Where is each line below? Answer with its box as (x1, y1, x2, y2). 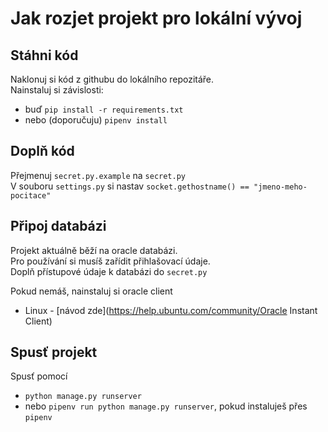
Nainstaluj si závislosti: (10, 84, 104, 96)
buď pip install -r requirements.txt (24, 103, 184, 115)
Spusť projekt (10, 344, 98, 361)
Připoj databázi (10, 218, 107, 235)
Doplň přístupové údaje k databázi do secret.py (10, 265, 208, 277)
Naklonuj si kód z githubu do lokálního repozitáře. (10, 73, 215, 85)
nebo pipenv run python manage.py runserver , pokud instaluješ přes (24, 400, 308, 412)
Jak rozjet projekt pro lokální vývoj (10, 7, 303, 30)
